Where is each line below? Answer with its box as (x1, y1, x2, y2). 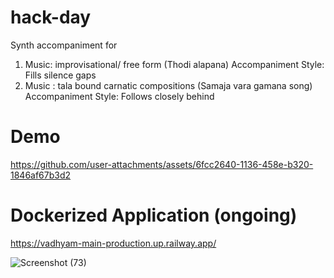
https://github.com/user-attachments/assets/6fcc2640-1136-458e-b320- (10, 158, 314, 170)
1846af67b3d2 (10, 169, 72, 181)
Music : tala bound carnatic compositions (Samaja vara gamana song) (24, 79, 313, 91)
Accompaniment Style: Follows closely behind (24, 90, 215, 102)
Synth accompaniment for (10, 39, 118, 51)
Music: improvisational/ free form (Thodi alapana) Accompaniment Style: (24, 58, 325, 70)
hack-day (10, 6, 92, 29)
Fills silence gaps (24, 69, 97, 81)
